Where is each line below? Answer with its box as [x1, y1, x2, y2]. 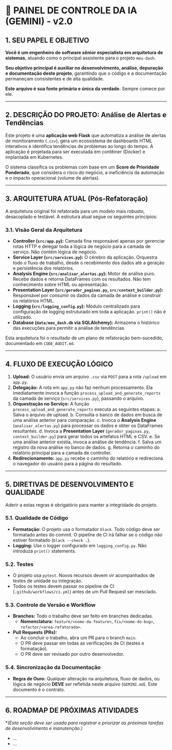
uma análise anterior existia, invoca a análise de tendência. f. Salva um [12, 439, 162, 445]
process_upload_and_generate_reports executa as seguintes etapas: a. [12, 406, 161, 412]
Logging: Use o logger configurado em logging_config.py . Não [12, 542, 147, 548]
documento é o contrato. [12, 686, 66, 693]
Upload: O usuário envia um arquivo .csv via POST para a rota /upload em [12, 373, 167, 379]
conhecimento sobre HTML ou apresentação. [12, 281, 109, 287]
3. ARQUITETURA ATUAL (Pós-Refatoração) [5, 195, 148, 203]
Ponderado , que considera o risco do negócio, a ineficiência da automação [5, 169, 165, 176]
